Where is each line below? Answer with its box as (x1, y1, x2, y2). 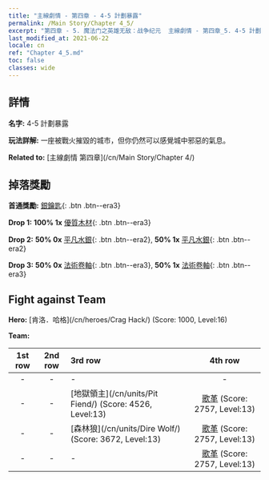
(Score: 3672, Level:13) (70, 434, 162, 445)
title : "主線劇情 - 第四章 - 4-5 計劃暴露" (8, 11, 143, 20)
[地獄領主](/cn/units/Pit (70, 388, 159, 399)
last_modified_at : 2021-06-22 (8, 34, 110, 42)
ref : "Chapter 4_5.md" (8, 49, 84, 57)
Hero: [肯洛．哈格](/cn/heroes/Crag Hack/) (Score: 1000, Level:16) (8, 315, 228, 325)
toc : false (8, 57, 45, 65)
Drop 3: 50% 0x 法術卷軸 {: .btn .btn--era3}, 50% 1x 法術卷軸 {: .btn (8, 260, 230, 270)
